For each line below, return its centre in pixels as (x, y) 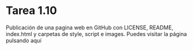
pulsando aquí (24, 40)
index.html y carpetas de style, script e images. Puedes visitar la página (96, 34)
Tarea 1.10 (32, 11)
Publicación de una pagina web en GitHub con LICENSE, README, (90, 27)
